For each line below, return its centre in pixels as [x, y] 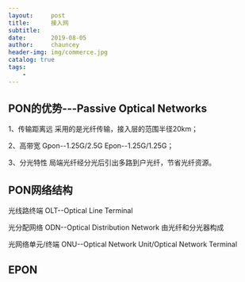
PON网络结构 [40, 190]
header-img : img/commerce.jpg [58, 52]
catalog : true [32, 60]
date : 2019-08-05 [48, 38]
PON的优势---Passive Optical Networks [108, 109]
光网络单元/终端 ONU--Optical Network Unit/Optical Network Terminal [123, 244]
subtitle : [25, 30]
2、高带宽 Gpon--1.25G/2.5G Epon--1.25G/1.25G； [91, 146]
